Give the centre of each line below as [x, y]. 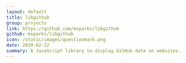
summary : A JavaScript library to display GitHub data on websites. [94, 51]
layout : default [26, 12]
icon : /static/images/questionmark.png [56, 40]
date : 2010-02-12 [28, 46]
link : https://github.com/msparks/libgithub [63, 28]
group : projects [26, 23]
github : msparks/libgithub [40, 34]
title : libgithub [28, 17]
